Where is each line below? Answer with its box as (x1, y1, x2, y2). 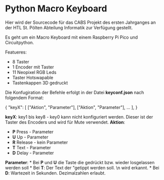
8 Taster (12, 59, 30, 64)
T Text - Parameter (12, 144, 51, 150)
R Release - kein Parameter (12, 139, 68, 145)
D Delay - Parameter (12, 150, 54, 156)
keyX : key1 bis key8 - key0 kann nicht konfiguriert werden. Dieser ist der (5, 114, 153, 120)
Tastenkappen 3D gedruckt (12, 80, 68, 86)
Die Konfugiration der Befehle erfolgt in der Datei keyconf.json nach (5, 89, 144, 95)
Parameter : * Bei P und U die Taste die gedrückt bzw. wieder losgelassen (5, 159, 155, 165)
